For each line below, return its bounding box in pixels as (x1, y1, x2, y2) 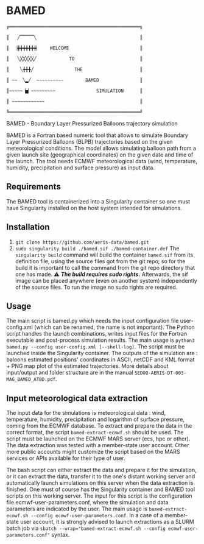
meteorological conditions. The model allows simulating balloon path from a (6, 144, 197, 152)
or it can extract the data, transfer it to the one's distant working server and (6, 473, 195, 480)
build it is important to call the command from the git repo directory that (15, 264, 195, 271)
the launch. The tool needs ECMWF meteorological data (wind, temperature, (6, 157, 198, 164)
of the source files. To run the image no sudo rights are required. (15, 283, 178, 291)
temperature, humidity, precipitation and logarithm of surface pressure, (6, 415, 185, 423)
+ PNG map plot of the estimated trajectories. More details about (6, 362, 169, 370)
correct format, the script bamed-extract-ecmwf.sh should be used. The (6, 429, 184, 436)
